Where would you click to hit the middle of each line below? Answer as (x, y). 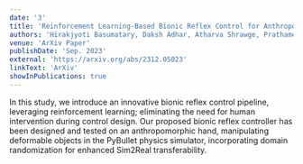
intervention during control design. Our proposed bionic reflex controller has (151, 121)
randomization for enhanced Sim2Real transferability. (108, 150)
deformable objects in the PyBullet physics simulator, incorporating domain (149, 140)
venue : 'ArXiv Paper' (50, 43)
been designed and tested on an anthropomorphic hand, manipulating (139, 131)
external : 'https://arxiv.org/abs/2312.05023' (98, 59)
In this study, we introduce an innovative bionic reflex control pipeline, (139, 102)
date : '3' (28, 18)
